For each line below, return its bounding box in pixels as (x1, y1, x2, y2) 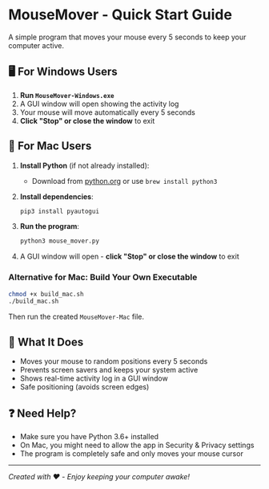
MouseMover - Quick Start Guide (8, 6, 232, 24)
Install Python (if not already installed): (19, 161, 150, 170)
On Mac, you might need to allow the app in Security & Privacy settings (19, 440, 255, 450)
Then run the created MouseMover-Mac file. (8, 312, 145, 322)
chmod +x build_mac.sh (8, 290, 84, 298)
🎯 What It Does (8, 335, 84, 348)
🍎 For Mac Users (8, 139, 92, 153)
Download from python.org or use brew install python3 (31, 176, 218, 185)
